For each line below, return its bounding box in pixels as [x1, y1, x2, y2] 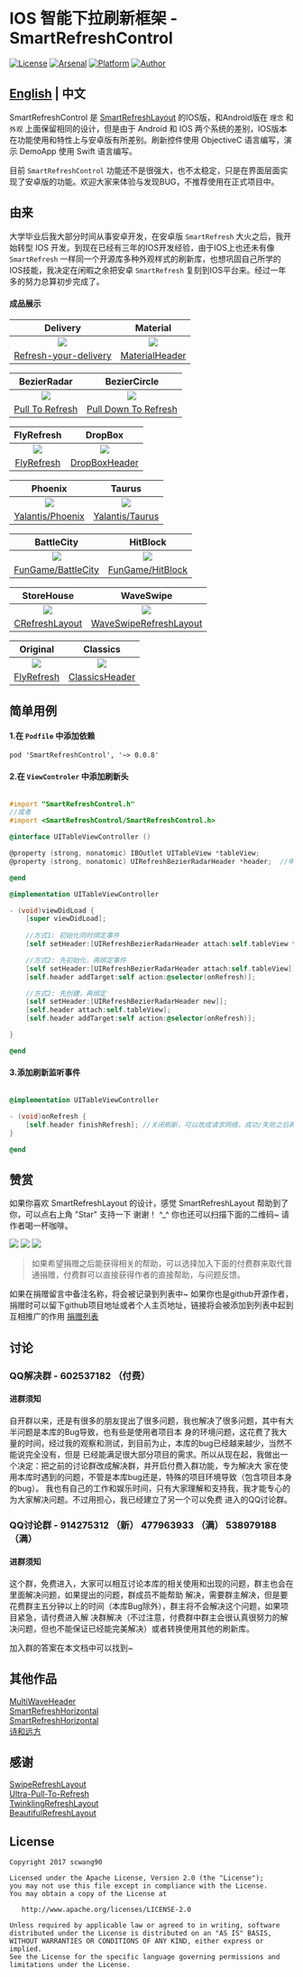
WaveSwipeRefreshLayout [90, 617, 203, 630]
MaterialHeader [120, 349, 187, 362]
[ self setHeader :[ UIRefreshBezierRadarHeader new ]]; [25, 998, 228, 1007]
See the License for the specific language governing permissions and [9, 1953, 280, 1962]
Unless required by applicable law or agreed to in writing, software [9, 1921, 280, 1930]
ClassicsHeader [68, 670, 136, 683]
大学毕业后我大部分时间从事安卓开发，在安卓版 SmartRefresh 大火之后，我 [9, 231, 284, 242]
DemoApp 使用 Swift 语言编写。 [19, 145, 138, 156]
